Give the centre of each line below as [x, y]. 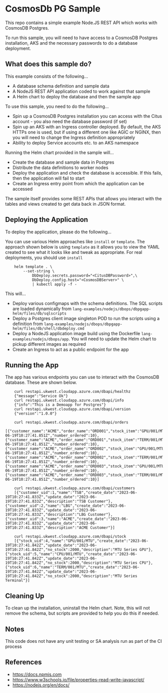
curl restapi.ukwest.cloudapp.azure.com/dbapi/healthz [72, 392]
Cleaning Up [25, 596]
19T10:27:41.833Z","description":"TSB [45, 502]
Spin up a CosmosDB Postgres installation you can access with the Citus [87, 116]
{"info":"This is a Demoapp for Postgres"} [60, 405]
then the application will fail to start [48, 178]
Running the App [32, 365]
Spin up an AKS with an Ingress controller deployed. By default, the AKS [86, 126]
